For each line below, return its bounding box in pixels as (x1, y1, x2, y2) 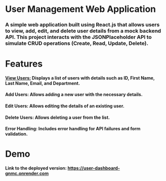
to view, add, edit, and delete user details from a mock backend (5, 27, 161, 34)
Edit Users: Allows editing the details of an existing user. (5, 103, 125, 109)
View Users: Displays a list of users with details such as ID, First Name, (5, 75, 155, 81)
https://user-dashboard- (67, 165, 120, 171)
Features (5, 58, 43, 70)
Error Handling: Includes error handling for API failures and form (5, 126, 141, 132)
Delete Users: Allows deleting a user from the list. (5, 114, 110, 120)
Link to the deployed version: (5, 165, 67, 171)
